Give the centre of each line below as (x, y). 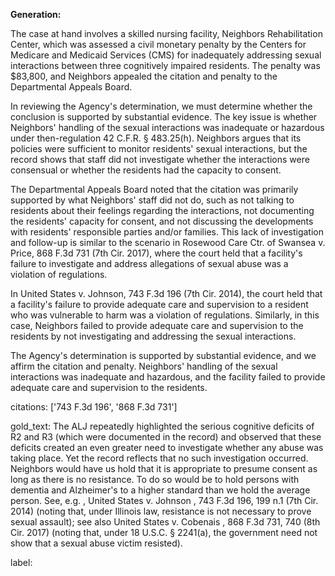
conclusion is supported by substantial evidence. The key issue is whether (164, 117)
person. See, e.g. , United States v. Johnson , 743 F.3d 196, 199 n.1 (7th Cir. (164, 500)
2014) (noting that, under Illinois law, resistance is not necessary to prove (161, 511)
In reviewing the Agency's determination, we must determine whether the (161, 106)
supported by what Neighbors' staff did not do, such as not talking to (152, 200)
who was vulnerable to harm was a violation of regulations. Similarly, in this (165, 315)
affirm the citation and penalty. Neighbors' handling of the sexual (144, 366)
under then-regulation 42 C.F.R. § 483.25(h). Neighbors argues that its (156, 138)
